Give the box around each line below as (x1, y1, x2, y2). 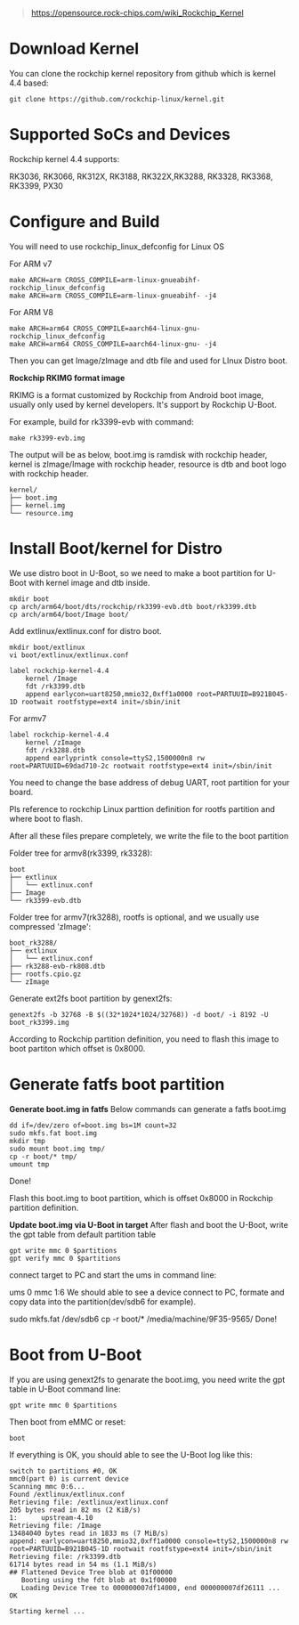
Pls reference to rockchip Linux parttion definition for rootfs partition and (9, 803, 276, 814)
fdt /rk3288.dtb (25, 745, 86, 755)
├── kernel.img (9, 500, 66, 510)
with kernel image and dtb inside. (28, 577, 150, 588)
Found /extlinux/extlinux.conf (9, 1490, 125, 1499)
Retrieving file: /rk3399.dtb (9, 1552, 122, 1561)
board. (9, 786, 34, 797)
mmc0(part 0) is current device (9, 1474, 129, 1483)
